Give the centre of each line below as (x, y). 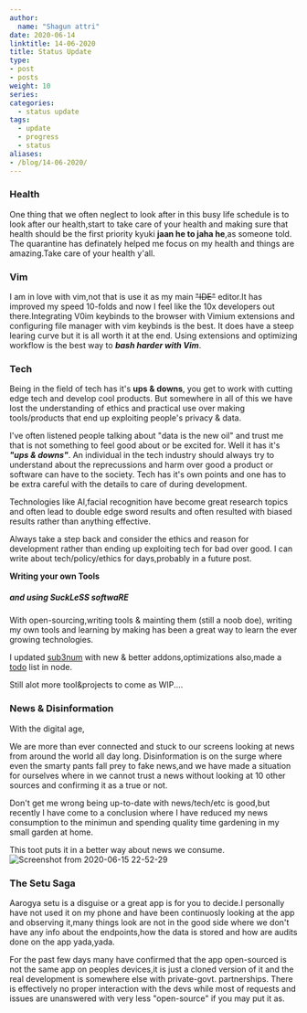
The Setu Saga (42, 883)
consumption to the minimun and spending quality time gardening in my (145, 822)
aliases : (26, 154)
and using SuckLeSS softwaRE (69, 597)
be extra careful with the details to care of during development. (128, 485)
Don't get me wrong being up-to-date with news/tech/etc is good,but (140, 803)
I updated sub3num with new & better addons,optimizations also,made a (146, 657)
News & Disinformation (62, 709)
